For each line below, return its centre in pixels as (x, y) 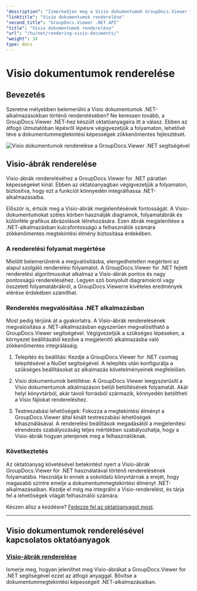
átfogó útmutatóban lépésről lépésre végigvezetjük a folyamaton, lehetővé (96, 128)
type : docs (19, 45)
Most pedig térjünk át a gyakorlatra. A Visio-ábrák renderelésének (86, 320)
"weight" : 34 (22, 39)
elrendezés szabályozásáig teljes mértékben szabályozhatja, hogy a (97, 430)
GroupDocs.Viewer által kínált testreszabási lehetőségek (83, 418)
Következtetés (27, 452)
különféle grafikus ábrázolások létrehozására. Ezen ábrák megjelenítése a (95, 221)
